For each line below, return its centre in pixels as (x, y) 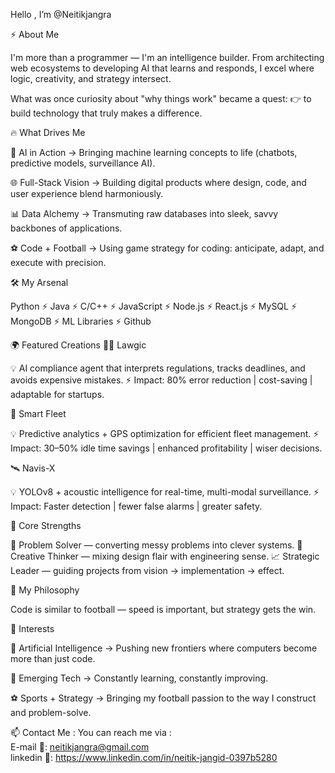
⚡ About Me (35, 34)
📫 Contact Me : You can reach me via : (91, 732)
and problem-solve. (51, 712)
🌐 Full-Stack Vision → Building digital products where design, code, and (158, 182)
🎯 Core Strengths (46, 525)
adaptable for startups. (57, 394)
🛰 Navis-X (33, 468)
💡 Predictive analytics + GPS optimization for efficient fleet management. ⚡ (165, 433)
